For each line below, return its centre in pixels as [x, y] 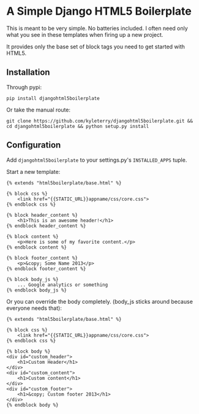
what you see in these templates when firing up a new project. [85, 34]
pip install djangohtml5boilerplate [53, 98]
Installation [28, 73]
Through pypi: [24, 87]
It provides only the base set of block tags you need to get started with [96, 47]
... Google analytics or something [63, 285]
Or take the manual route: [39, 110]
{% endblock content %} [37, 247]
